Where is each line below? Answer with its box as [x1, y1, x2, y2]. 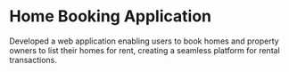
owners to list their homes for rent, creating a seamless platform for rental [9, 44, 281, 55]
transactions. [9, 54, 58, 65]
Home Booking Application [9, 6, 212, 27]
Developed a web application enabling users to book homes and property [9, 36, 279, 46]
